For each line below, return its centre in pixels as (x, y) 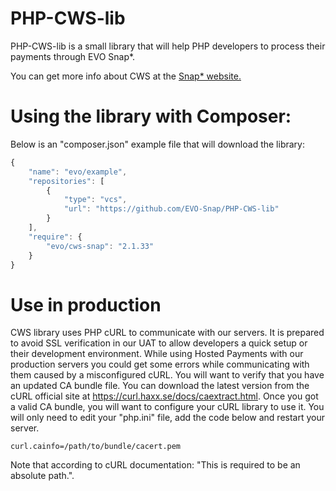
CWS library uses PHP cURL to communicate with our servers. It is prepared (167, 333)
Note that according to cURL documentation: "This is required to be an (155, 465)
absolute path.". (42, 476)
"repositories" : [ (66, 181)
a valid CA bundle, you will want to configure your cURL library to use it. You (167, 407)
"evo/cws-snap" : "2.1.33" (100, 246)
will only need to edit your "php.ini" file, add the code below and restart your (167, 418)
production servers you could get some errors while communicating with (160, 364)
